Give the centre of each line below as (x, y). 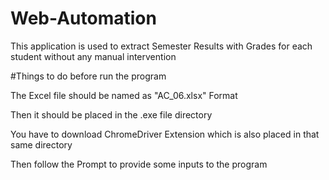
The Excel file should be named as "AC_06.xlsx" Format (124, 95)
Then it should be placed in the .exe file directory (111, 114)
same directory (41, 144)
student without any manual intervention (93, 56)
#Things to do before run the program (88, 76)
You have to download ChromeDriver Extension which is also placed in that (165, 134)
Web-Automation (83, 18)
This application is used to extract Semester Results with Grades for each (161, 46)
